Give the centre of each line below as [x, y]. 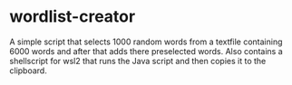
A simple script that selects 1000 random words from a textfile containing [146, 42]
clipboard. [28, 71]
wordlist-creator [73, 17]
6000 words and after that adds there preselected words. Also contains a [146, 51]
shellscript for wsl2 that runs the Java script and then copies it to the [138, 61]
